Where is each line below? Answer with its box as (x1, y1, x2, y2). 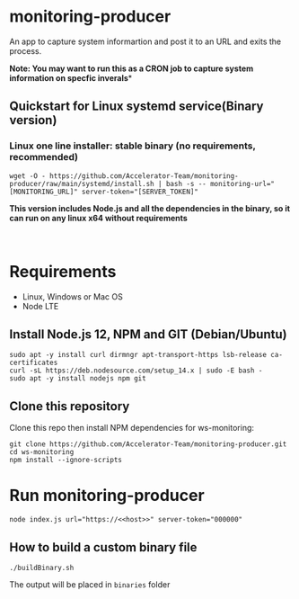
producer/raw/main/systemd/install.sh (9, 179, 154, 188)
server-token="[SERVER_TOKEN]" (81, 187, 199, 196)
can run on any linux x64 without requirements (9, 212, 189, 223)
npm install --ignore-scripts (9, 456, 123, 465)
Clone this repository (9, 398, 130, 414)
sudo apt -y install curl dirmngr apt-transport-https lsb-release (9, 351, 268, 360)
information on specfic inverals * (9, 72, 133, 83)
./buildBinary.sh (9, 563, 75, 572)
